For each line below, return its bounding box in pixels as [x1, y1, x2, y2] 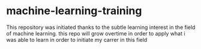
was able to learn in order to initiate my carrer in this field [6, 36, 148, 43]
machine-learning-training [6, 4, 142, 18]
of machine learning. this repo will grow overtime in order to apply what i [6, 30, 185, 37]
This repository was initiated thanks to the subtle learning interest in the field [6, 24, 196, 31]
